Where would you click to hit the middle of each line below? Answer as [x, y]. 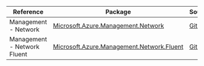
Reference [28, 12]
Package [118, 12]
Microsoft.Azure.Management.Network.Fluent [118, 46]
